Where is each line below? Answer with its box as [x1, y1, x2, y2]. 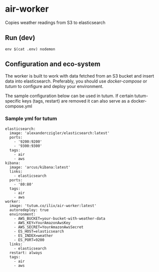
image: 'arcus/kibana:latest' [9, 165, 71, 169]
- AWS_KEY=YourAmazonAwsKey [14, 220, 71, 225]
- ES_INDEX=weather [14, 233, 53, 238]
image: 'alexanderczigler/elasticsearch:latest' [9, 130, 110, 135]
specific [5, 98, 21, 104]
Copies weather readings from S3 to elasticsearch [5, 20, 106, 25]
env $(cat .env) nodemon [5, 46, 55, 52]
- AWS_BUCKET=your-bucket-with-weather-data [14, 216, 106, 221]
